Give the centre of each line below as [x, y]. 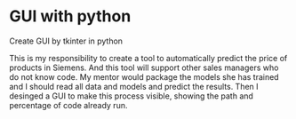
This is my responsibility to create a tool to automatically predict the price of [148, 58]
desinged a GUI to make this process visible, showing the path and [131, 96]
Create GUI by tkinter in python [66, 41]
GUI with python [70, 16]
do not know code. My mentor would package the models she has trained [144, 76]
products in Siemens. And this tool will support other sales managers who [144, 67]
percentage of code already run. [68, 105]
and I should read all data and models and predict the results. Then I [134, 86]
